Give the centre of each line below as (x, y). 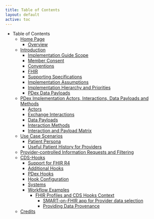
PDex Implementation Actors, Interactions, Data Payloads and (84, 98)
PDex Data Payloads (49, 93)
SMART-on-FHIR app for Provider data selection (93, 201)
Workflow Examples (48, 190)
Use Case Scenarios (41, 136)
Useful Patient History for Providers (65, 147)
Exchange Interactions (51, 115)
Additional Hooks (46, 168)
